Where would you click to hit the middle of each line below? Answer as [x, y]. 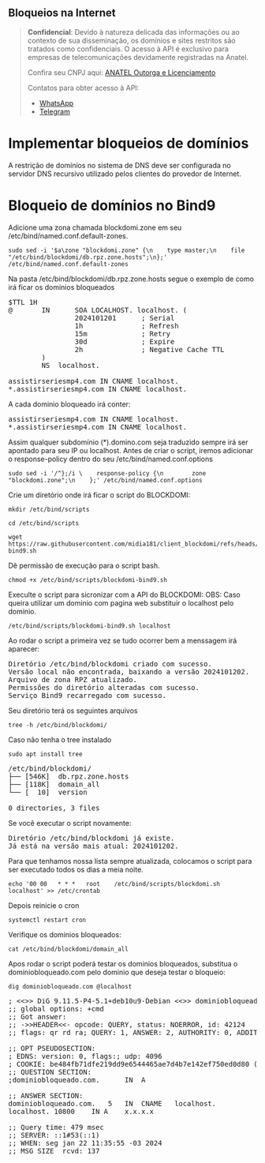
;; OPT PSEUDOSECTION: [52, 1048]
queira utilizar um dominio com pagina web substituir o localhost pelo [121, 602]
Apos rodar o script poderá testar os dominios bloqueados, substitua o [123, 963]
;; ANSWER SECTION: [46, 1095]
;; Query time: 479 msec [56, 1127]
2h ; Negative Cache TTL [149, 349]
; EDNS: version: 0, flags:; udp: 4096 [85, 1056]
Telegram [55, 111]
